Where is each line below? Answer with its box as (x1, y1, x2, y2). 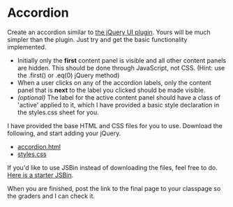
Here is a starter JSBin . (7, 171, 74, 179)
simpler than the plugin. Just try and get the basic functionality (7, 35, 188, 43)
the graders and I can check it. (7, 192, 96, 200)
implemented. (7, 43, 47, 51)
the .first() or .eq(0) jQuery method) (17, 71, 120, 79)
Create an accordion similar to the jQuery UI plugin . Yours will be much (7, 28, 211, 36)
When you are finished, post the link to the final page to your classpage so (7, 184, 221, 192)
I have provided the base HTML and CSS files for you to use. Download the (7, 121, 223, 130)
